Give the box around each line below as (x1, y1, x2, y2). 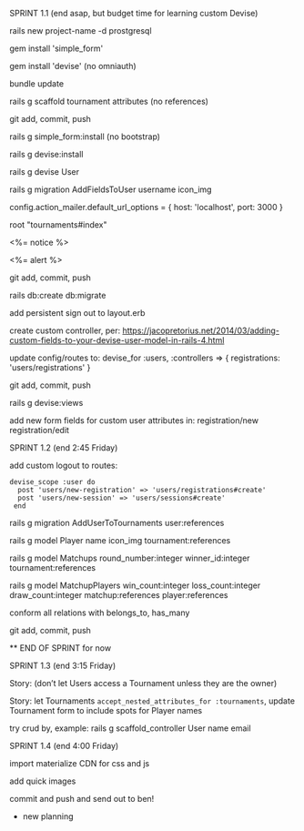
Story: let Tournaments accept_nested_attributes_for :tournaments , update (9, 695, 296, 706)
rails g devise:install (9, 149, 84, 159)
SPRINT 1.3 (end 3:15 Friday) (9, 660, 117, 671)
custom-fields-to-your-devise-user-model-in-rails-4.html (9, 335, 225, 345)
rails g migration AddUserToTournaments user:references (9, 518, 225, 528)
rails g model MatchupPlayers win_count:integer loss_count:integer (9, 580, 261, 591)
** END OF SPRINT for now (9, 643, 112, 654)
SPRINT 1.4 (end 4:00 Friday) (9, 741, 119, 751)
